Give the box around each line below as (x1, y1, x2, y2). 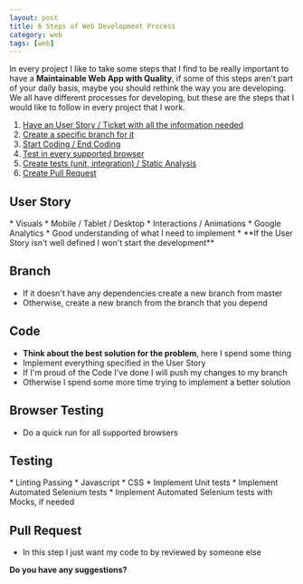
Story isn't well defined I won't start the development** (9, 238, 215, 248)
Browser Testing (9, 403, 104, 418)
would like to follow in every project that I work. (9, 102, 185, 113)
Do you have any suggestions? (9, 564, 128, 576)
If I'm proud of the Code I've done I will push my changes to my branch (22, 366, 288, 377)
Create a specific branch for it (22, 129, 135, 141)
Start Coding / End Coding (22, 139, 121, 150)
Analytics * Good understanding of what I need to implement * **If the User (9, 228, 294, 238)
